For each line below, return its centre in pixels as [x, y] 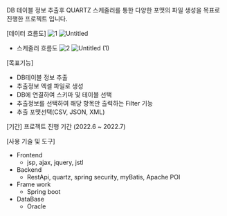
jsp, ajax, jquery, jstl [55, 162]
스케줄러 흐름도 [37, 48]
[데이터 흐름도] [26, 33]
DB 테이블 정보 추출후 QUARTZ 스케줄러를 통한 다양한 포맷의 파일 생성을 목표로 [113, 10]
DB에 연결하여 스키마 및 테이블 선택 [64, 95]
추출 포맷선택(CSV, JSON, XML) [61, 112]
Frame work [34, 184]
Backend [29, 170]
